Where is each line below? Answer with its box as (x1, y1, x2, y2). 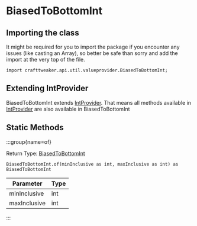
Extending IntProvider (6, 83, 89, 93)
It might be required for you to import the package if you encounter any (6, 43, 180, 50)
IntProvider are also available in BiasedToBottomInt (6, 105, 130, 112)
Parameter (12, 179, 43, 188)
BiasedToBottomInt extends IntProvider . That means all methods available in (6, 99, 191, 106)
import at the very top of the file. (6, 56, 85, 63)
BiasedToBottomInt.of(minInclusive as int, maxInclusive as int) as (6, 161, 179, 167)
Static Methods (6, 122, 64, 133)
